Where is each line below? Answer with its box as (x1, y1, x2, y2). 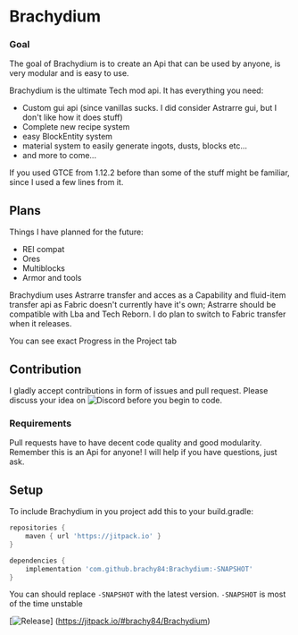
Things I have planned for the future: (9, 226, 145, 238)
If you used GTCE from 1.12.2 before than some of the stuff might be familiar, (9, 167, 290, 178)
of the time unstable (9, 598, 83, 609)
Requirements (9, 418, 72, 430)
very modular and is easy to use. (9, 68, 129, 79)
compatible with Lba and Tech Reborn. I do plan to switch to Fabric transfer (9, 309, 286, 319)
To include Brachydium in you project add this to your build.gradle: (9, 506, 254, 517)
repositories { (9, 523, 66, 533)
